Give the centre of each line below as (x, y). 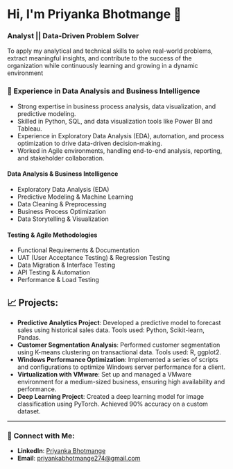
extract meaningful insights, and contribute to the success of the (100, 58)
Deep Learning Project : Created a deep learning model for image (111, 396)
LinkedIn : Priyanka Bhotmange (61, 451)
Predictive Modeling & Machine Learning (75, 197)
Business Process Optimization (61, 211)
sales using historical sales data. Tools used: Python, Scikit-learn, (111, 330)
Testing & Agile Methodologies (52, 235)
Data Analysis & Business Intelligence (63, 174)
